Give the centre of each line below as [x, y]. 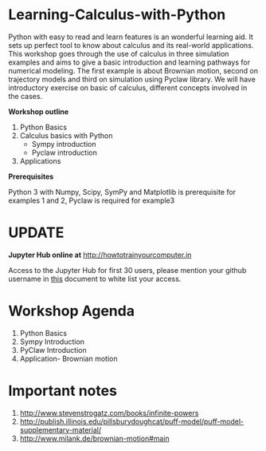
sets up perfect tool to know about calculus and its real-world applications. [131, 45]
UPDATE [36, 233]
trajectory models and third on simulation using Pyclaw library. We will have [132, 79]
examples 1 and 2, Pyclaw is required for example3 [92, 200]
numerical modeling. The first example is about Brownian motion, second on [133, 70]
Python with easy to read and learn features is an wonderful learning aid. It [131, 37]
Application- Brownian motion [68, 358]
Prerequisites [31, 176]
